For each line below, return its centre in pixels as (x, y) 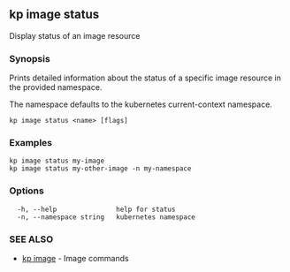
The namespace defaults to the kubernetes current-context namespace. (141, 104)
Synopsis (30, 58)
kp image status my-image (57, 161)
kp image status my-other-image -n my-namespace (100, 169)
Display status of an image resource (75, 35)
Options (27, 191)
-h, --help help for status (96, 209)
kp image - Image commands (76, 258)
